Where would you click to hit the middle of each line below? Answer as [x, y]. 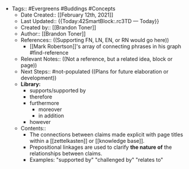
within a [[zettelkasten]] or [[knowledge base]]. [87, 141]
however [40, 122]
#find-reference [49, 52]
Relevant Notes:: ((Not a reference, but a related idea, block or [97, 59]
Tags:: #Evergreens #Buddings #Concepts [63, 9]
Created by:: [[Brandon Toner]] [58, 27]
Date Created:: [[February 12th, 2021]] [67, 15]
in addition [51, 116]
